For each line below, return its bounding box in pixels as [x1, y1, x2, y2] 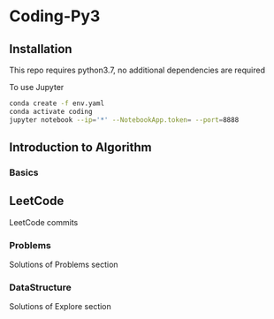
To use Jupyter [9, 82, 65, 92]
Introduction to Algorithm [9, 140, 152, 156]
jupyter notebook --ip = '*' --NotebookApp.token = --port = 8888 [9, 115, 240, 125]
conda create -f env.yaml [9, 99, 104, 108]
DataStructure [9, 281, 72, 293]
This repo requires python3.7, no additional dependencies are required [9, 65, 265, 75]
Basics [9, 166, 39, 178]
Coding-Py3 [9, 6, 101, 27]
